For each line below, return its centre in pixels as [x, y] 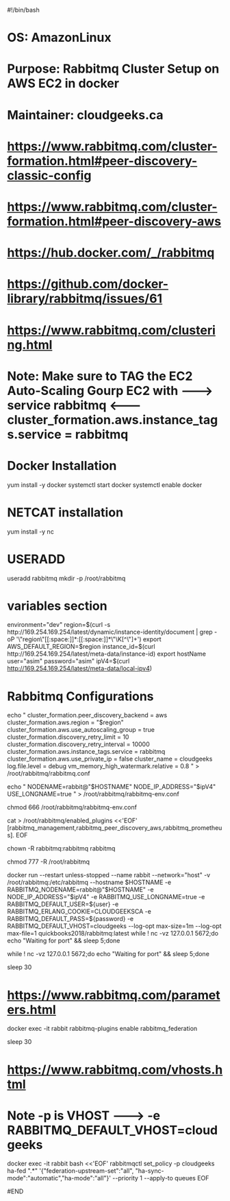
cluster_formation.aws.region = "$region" [66, 722]
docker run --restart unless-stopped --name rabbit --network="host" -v [109, 875]
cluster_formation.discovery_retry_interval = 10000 [78, 744]
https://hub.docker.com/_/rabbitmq [111, 253]
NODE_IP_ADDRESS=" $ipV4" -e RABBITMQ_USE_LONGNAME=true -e [106, 897]
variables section [57, 606]
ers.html [31, 1009]
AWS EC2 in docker [63, 83]
